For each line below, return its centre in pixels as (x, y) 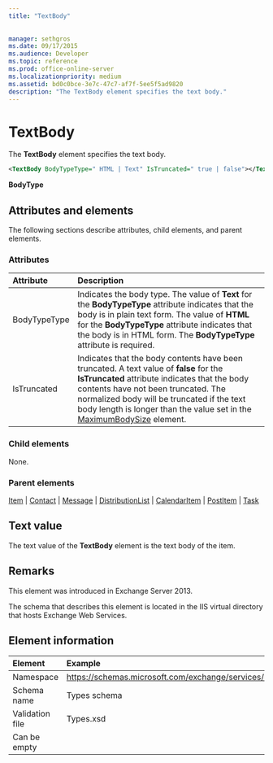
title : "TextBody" (39, 16)
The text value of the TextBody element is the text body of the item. (122, 545)
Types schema (94, 695)
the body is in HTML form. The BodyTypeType (166, 335)
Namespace (36, 678)
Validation (31, 714)
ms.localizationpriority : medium (65, 76)
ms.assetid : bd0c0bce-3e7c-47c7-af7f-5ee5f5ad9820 (96, 84)
